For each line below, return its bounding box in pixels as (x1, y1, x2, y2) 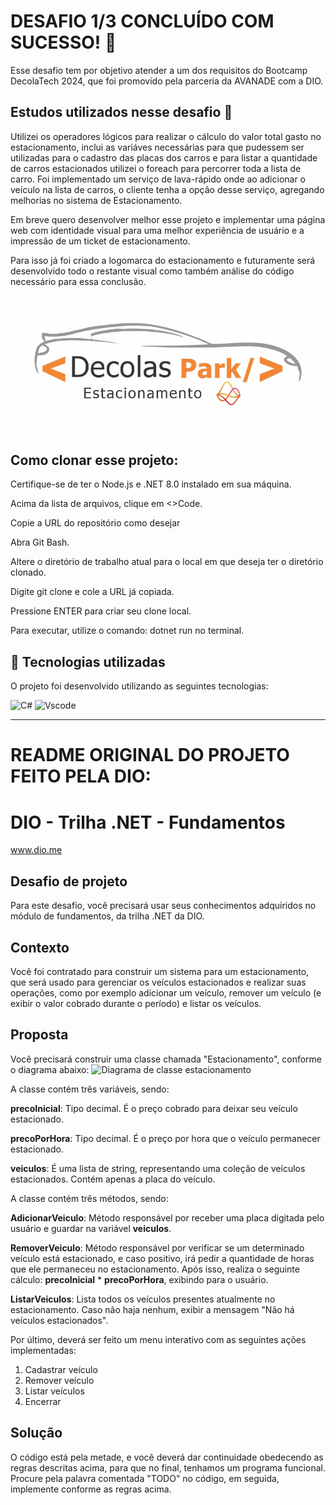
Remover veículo (24, 1374, 95, 1386)
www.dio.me (10, 844, 63, 856)
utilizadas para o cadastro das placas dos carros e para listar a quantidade (10, 151, 318, 164)
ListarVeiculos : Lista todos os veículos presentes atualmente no (10, 1293, 276, 1305)
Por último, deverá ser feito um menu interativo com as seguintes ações (10, 1333, 307, 1345)
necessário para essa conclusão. (10, 275, 147, 287)
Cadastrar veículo (24, 1363, 98, 1375)
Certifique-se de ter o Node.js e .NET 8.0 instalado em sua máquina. (10, 478, 292, 490)
